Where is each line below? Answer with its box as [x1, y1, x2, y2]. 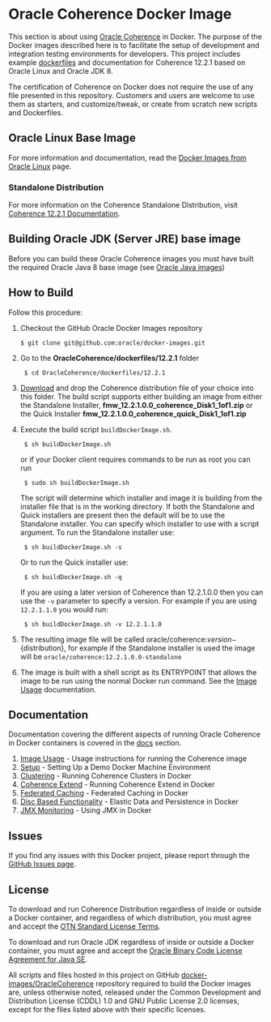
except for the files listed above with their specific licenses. [8, 1005, 206, 1015]
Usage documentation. [19, 685, 97, 694]
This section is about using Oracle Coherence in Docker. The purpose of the [8, 32, 263, 41]
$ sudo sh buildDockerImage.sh [23, 479, 129, 487]
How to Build [8, 286, 74, 300]
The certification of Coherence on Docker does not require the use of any [8, 82, 254, 92]
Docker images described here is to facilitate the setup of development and [8, 40, 260, 49]
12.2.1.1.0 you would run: [19, 604, 109, 614]
